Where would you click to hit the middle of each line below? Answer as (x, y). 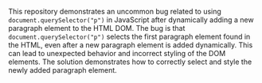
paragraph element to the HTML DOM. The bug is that (97, 28)
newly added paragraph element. (63, 70)
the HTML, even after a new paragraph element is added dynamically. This (131, 45)
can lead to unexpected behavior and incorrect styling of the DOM (117, 53)
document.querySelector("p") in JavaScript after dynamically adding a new (131, 20)
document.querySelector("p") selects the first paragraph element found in (129, 36)
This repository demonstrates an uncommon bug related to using (115, 11)
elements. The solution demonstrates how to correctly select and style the (130, 62)
